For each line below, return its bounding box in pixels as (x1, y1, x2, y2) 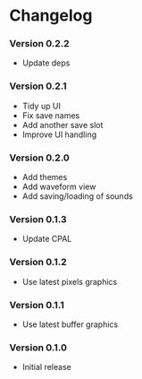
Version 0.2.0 (9, 151, 70, 164)
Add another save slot (21, 119, 104, 130)
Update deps (21, 57, 71, 68)
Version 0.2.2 (9, 38, 70, 50)
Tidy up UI (21, 100, 61, 111)
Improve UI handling (21, 129, 96, 140)
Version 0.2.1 (9, 80, 67, 92)
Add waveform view (21, 181, 96, 193)
